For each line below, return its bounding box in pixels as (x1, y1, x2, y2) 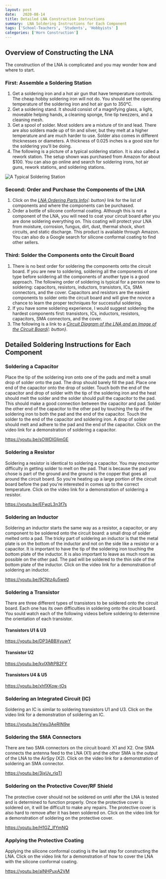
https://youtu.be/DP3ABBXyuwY (5, 638, 71, 644)
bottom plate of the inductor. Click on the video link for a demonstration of (5, 561, 156, 567)
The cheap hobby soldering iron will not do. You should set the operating (12, 96, 161, 102)
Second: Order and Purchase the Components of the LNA (5, 186, 145, 193)
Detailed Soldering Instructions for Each (5, 341, 131, 349)
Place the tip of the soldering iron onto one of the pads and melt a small (5, 374, 151, 380)
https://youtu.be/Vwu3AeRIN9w (5, 721, 70, 728)
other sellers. (12, 240, 40, 245)
